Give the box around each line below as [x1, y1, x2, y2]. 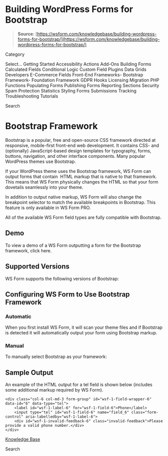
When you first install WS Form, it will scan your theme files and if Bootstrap [5, 324, 162, 330]
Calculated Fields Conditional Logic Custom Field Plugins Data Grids [5, 66, 147, 72]
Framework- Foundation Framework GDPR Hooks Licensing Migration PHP [5, 77, 159, 83]
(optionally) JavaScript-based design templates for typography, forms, [5, 147, 152, 154]
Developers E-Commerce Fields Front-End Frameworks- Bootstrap [5, 71, 143, 77]
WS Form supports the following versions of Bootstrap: [5, 276, 119, 282]
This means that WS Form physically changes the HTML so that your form [5, 178, 158, 185]
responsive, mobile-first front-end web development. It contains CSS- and [5, 142, 159, 148]
